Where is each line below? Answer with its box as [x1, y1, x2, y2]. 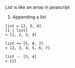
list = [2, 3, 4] [5, 23, 41, 28]
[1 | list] [5, 28, 28, 33]
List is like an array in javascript [5, 4, 70, 10]
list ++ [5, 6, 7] [5, 41, 43, 46]
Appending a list [12, 14, 46, 19]
